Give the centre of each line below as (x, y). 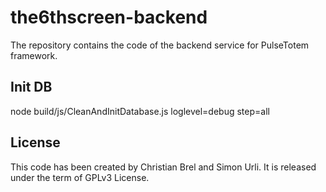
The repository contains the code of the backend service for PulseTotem (160, 45)
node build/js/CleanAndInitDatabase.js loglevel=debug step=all (140, 111)
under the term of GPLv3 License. (80, 177)
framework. (34, 55)
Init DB (31, 87)
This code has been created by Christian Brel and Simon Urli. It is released (163, 167)
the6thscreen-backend (109, 17)
